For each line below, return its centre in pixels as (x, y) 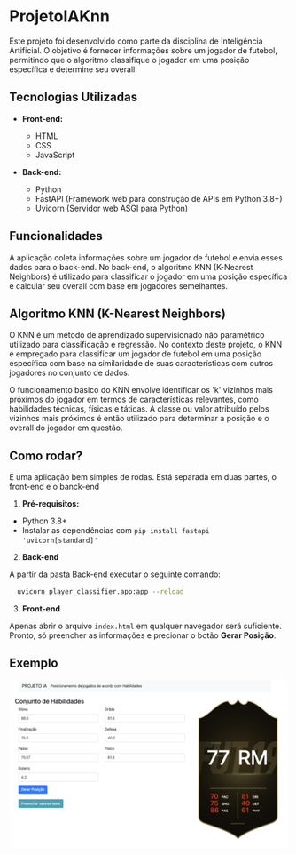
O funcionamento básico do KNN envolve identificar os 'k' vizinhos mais (141, 390)
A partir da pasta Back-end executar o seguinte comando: (115, 574)
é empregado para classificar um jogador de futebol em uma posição (136, 354)
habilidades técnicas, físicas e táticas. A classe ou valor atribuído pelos (139, 409)
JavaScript (55, 155)
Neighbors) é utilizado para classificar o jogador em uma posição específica (148, 276)
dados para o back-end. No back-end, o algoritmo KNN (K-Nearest (131, 267)
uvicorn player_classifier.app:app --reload (101, 592)
